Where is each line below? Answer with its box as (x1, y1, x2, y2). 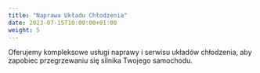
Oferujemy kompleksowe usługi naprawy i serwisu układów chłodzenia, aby (8, 48, 252, 57)
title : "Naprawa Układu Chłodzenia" (8, 11, 128, 20)
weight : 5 (8, 26, 41, 34)
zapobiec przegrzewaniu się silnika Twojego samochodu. (8, 56, 193, 65)
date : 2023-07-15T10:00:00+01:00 (8, 19, 117, 27)
